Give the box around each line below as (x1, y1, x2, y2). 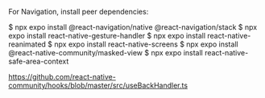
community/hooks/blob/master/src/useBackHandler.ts (8, 80, 188, 90)
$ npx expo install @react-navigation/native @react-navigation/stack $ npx (8, 22, 258, 31)
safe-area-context (8, 56, 69, 66)
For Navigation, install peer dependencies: (8, 7, 149, 16)
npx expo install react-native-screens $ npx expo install (54, 39, 239, 49)
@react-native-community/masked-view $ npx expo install (8, 48, 203, 57)
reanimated (8, 39, 47, 49)
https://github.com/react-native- (8, 72, 117, 81)
